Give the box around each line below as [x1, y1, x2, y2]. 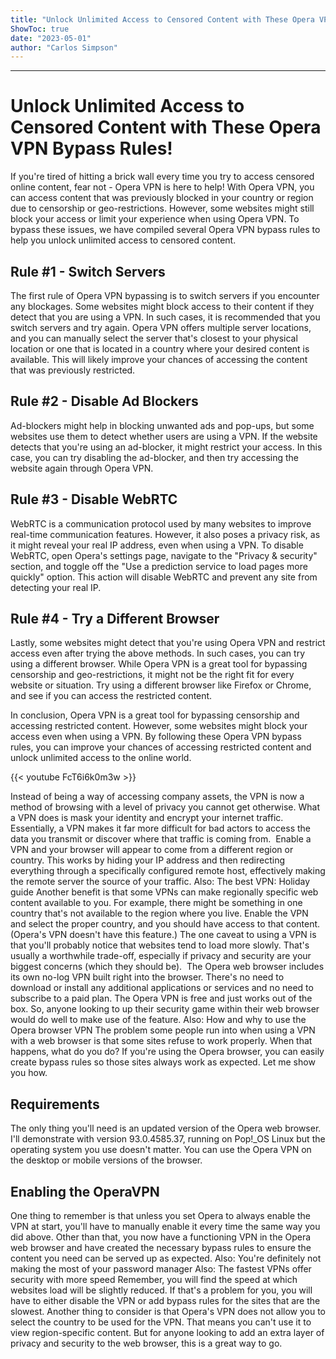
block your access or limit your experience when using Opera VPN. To [10, 213, 300, 225]
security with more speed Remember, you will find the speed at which [10, 1274, 298, 1286]
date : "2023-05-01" [10, 33, 92, 43]
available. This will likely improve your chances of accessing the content [10, 354, 308, 365]
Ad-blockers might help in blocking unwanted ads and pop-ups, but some [10, 419, 315, 431]
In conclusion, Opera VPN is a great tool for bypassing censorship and [10, 709, 300, 721]
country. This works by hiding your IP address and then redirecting [10, 854, 285, 866]
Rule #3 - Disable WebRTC [10, 491, 178, 508]
